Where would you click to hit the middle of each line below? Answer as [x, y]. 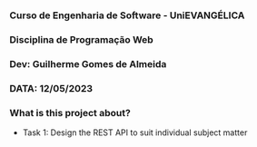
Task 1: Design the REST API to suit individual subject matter [135, 132]
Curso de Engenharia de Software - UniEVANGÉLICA [127, 15]
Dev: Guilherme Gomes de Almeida [88, 64]
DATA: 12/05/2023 [51, 88]
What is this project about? [70, 113]
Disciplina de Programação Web [82, 39]
